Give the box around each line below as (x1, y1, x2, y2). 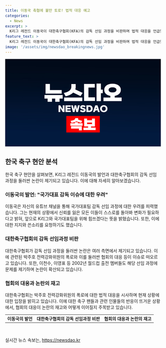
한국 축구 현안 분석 (5, 157, 58, 166)
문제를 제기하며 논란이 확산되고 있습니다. (5, 266, 83, 272)
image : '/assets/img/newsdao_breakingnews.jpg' (5, 44, 105, 49)
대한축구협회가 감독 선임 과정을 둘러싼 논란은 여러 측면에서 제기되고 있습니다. (5, 248, 153, 254)
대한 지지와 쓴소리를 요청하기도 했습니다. (5, 222, 83, 228)
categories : (5, 13, 30, 18)
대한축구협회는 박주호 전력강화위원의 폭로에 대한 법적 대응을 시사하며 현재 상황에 (5, 292, 160, 298)
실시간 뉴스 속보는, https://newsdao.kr (5, 337, 81, 343)
